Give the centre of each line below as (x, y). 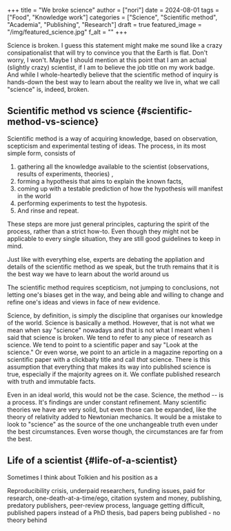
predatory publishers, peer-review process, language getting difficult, (106, 505)
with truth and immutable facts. (51, 381)
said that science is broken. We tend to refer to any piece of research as (110, 337)
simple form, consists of (41, 153)
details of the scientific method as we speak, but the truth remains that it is (113, 267)
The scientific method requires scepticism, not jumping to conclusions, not (113, 287)
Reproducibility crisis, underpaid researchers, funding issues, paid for (106, 490)
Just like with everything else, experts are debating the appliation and (106, 259)
